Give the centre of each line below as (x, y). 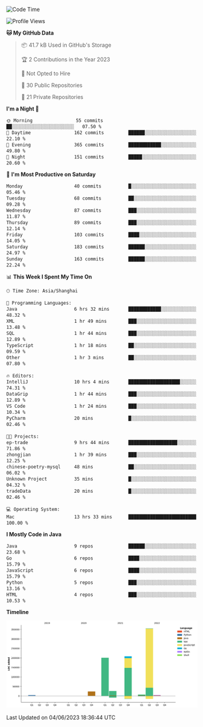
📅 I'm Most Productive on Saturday (51, 174)
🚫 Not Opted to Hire (46, 73)
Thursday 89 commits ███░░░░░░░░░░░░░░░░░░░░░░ (101, 223)
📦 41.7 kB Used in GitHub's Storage (66, 45)
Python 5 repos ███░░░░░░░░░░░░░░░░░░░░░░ (101, 583)
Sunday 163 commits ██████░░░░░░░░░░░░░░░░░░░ (101, 259)
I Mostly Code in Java (34, 534)
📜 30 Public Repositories (52, 85)
